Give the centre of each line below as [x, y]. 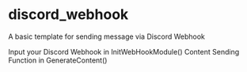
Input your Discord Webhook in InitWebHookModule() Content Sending [124, 51]
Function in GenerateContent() [58, 60]
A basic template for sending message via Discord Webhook [107, 36]
